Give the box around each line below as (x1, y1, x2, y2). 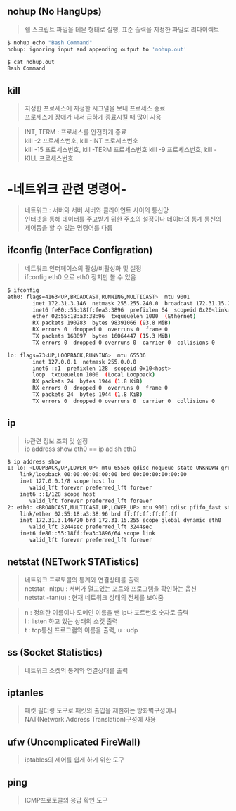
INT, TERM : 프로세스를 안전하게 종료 (24, 128, 127, 136)
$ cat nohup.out (7, 58, 55, 65)
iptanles (7, 687, 44, 698)
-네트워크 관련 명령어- (7, 181, 127, 198)
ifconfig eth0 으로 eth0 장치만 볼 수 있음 (24, 272, 136, 281)
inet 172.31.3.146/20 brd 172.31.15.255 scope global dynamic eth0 (20, 517, 221, 524)
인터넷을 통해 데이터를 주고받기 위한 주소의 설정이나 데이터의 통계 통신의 (24, 215, 222, 224)
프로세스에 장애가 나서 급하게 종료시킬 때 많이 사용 (24, 113, 162, 122)
